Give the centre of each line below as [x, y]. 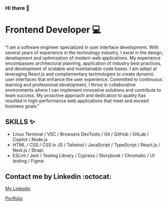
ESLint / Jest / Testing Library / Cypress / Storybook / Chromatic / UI [83, 155]
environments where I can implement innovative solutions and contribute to [83, 90]
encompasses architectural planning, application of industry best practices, [83, 63]
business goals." [22, 106]
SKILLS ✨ [20, 122]
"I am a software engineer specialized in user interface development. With [82, 47]
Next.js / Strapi [28, 150]
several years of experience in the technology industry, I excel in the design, [84, 52]
